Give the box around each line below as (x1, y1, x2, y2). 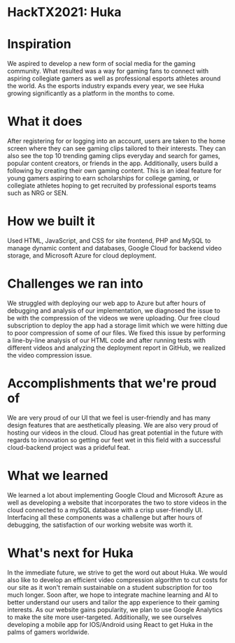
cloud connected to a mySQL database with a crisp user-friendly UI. (7, 505, 204, 514)
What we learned (7, 468, 108, 483)
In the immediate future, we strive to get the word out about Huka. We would (7, 568, 227, 577)
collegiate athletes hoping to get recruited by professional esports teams (7, 181, 217, 190)
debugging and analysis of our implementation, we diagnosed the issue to (7, 306, 220, 315)
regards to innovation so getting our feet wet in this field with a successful (7, 435, 221, 444)
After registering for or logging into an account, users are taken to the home (7, 137, 226, 146)
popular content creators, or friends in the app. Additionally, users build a (7, 159, 218, 168)
